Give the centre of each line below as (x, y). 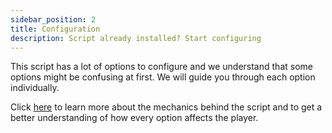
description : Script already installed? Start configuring (136, 38)
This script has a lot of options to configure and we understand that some (161, 67)
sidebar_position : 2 (53, 19)
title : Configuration (55, 29)
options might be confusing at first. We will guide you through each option (163, 77)
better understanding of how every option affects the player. (134, 118)
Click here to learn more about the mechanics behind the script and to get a (166, 107)
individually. (35, 88)
